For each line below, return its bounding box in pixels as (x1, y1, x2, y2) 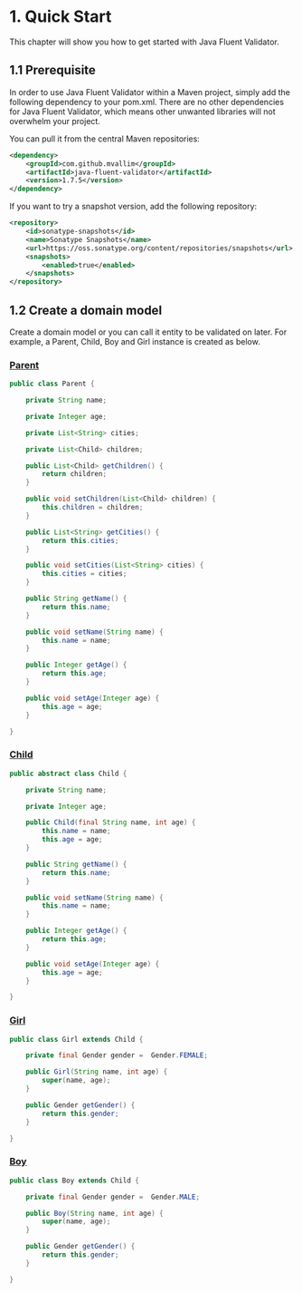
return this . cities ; (42, 536, 119, 545)
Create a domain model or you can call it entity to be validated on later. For (9, 326, 288, 337)
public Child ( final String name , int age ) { (25, 818, 196, 827)
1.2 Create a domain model (9, 302, 163, 318)
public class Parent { (9, 379, 95, 389)
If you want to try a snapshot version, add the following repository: (9, 201, 258, 212)
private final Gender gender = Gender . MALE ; (25, 1192, 201, 1201)
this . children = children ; (42, 503, 144, 512)
